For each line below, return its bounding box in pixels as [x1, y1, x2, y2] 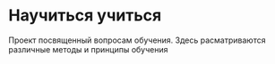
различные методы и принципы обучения [8, 44, 168, 54]
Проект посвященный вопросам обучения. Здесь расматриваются [8, 35, 266, 45]
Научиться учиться [8, 5, 162, 26]
